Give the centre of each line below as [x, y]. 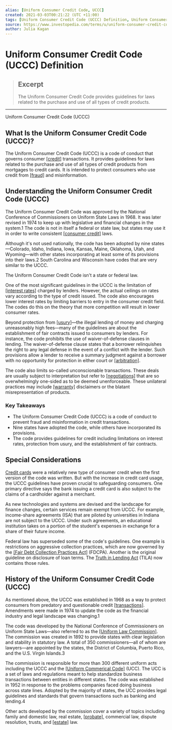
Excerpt [30, 84]
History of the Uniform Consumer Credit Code [80, 579]
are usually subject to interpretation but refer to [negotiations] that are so [82, 376]
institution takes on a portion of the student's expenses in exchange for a [82, 526]
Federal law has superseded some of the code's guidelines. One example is [85, 541]
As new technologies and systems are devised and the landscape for [78, 504]
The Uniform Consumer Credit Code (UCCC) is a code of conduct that [79, 153]
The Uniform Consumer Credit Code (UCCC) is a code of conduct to [85, 417]
